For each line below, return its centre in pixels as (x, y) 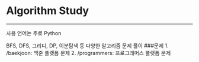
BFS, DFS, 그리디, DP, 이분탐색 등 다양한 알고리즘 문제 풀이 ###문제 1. (87, 46)
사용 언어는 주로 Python (34, 33)
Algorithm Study (48, 11)
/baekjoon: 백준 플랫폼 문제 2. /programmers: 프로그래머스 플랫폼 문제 (89, 53)
